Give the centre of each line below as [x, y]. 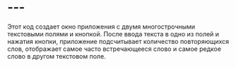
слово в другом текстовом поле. [57, 56]
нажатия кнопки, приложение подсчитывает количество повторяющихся [118, 41]
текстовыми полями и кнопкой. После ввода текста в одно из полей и [113, 33]
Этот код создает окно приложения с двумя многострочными [101, 27]
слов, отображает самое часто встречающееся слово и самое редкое [114, 49]
